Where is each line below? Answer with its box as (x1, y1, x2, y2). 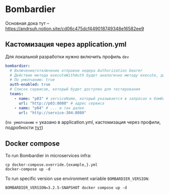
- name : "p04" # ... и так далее (14, 105, 84, 110)
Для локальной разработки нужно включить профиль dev (5, 53, 129, 59)
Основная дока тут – (5, 20, 49, 26)
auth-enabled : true (10, 82, 51, 87)
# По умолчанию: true (10, 77, 55, 83)
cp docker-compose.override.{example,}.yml (5, 162, 98, 167)
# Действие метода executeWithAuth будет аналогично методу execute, (10, 73, 158, 78)
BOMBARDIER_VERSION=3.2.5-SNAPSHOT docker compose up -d (5, 185, 127, 190)
